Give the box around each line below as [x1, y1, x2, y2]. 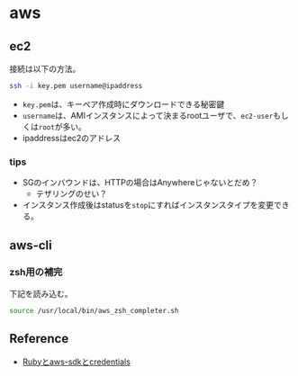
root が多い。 [38, 121, 87, 132]
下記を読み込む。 [9, 288, 73, 299]
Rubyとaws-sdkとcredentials [22, 356, 131, 367]
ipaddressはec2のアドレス [22, 132, 122, 143]
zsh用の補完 [9, 266, 63, 279]
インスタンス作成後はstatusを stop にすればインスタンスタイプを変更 [22, 200, 275, 210]
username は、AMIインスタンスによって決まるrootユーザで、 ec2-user [22, 110, 274, 121]
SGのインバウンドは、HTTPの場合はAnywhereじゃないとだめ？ [22, 177, 258, 188]
